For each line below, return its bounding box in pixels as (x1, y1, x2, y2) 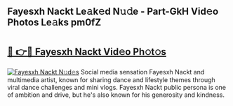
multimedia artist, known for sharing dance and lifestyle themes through (7, 76, 215, 84)
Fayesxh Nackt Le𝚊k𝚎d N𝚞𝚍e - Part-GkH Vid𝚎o (7, 6, 219, 18)
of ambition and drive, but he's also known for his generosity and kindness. (7, 91, 225, 99)
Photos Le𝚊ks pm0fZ (7, 17, 102, 29)
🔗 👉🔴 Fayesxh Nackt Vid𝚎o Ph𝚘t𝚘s (7, 46, 167, 58)
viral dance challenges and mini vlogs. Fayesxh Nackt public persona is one (7, 84, 227, 91)
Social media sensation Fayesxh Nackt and (80, 68, 205, 76)
